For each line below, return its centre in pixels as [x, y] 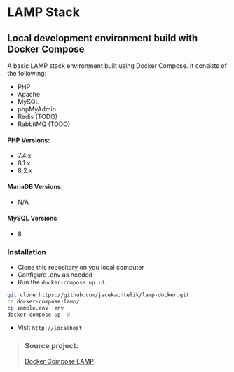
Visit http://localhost [50, 328]
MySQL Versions [32, 218]
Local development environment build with [103, 38]
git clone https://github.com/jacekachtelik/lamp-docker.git [98, 295]
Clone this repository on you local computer [81, 267]
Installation [27, 252]
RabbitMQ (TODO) [44, 124]
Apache [29, 94]
